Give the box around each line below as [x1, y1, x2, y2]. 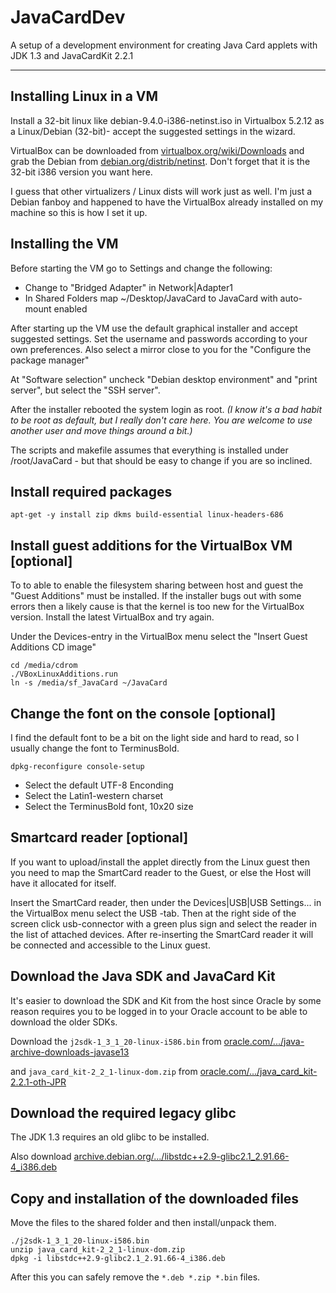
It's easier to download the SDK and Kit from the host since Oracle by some [10, 994, 322, 1006]
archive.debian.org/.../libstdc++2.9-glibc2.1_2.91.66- [73, 1151, 290, 1163]
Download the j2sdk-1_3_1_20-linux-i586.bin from [10, 1035, 222, 1047]
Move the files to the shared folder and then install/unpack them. [10, 1217, 277, 1229]
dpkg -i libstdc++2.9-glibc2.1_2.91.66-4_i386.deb [10, 1254, 226, 1264]
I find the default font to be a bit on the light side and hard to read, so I [10, 732, 300, 743]
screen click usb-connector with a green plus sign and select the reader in [10, 917, 317, 930]
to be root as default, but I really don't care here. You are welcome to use [10, 414, 313, 426]
